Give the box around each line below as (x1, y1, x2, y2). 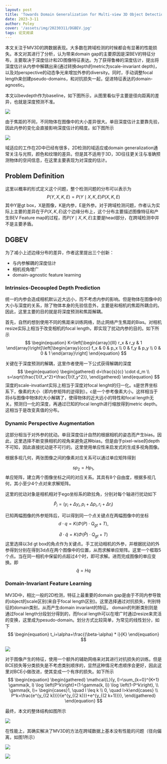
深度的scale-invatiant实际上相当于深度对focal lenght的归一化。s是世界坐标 (5, 382, 158, 388)
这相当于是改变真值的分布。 (5, 407, 62, 413)
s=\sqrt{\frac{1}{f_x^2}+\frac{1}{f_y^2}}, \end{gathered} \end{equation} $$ (7, 374, 160, 380)
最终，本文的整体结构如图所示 (5, 708, 66, 714)
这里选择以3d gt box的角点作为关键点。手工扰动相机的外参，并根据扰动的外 (5, 541, 160, 547)
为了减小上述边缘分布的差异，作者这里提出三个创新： (5, 249, 114, 255)
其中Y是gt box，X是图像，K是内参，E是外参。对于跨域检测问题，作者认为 (5, 202, 156, 208)
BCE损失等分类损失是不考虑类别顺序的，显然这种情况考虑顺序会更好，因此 (5, 662, 158, 668)
